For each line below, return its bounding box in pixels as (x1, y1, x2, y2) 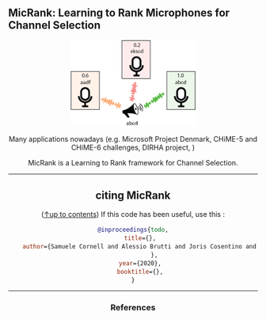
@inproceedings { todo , (97, 226, 169, 234)
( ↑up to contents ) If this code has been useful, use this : (40, 210, 226, 219)
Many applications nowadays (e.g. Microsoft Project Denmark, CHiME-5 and (8, 135, 258, 144)
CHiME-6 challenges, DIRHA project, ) (70, 142, 196, 153)
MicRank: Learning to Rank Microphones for (8, 6, 230, 20)
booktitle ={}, (116, 268, 164, 275)
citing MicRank (95, 188, 171, 202)
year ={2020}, (118, 259, 162, 268)
